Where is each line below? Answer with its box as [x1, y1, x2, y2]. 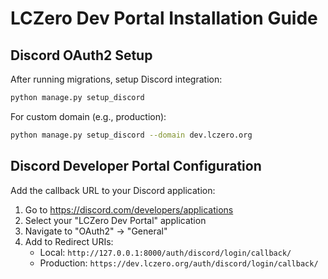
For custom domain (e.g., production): [10, 110, 167, 122]
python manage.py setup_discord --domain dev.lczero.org [10, 130, 253, 140]
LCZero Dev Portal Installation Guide [10, 7, 318, 30]
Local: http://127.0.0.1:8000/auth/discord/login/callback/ [39, 246, 292, 258]
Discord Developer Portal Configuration [10, 158, 262, 175]
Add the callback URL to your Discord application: [10, 184, 216, 196]
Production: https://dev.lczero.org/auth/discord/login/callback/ [39, 257, 319, 269]
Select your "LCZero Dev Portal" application [24, 214, 207, 226]
